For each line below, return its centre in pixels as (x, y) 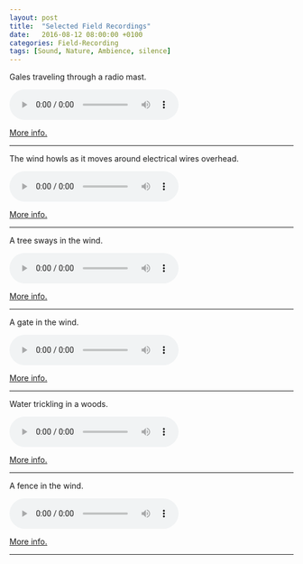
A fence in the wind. (46, 486)
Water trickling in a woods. (59, 404)
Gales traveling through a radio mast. (78, 77)
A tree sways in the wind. (56, 241)
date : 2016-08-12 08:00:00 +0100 (76, 34)
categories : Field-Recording (64, 43)
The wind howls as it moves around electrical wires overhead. (124, 159)
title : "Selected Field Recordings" (80, 26)
